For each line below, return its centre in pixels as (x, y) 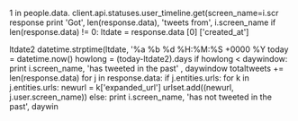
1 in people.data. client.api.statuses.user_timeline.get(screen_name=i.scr (144, 13)
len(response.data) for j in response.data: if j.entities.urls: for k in (130, 78)
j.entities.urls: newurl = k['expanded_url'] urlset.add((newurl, (122, 87)
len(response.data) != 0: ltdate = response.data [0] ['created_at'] (129, 32)
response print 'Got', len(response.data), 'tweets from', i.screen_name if (143, 22)
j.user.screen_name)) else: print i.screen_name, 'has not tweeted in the (141, 97)
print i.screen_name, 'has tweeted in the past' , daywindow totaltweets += (147, 68)
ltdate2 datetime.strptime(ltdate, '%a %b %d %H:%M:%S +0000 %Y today (149, 49)
